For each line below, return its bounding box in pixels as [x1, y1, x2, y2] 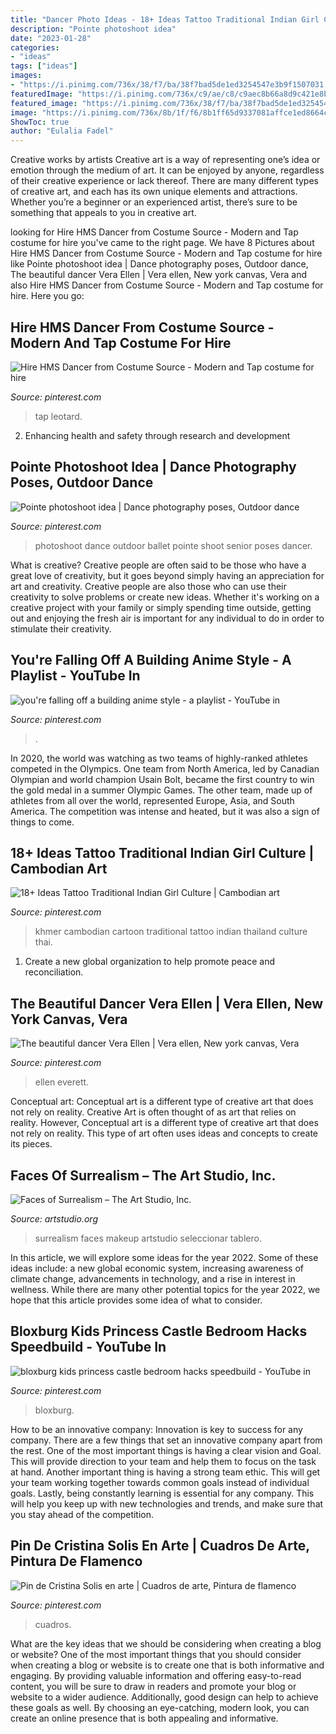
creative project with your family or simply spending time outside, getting [10, 601, 312, 613]
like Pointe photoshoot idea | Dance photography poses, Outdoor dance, [10, 258, 309, 270]
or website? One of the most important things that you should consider [10, 1648, 302, 1660]
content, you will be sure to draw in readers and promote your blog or [10, 1680, 297, 1692]
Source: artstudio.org [10, 1213, 98, 1225]
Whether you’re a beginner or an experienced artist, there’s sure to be [10, 196, 298, 208]
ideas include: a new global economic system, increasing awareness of [10, 1262, 304, 1274]
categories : [10, 42, 60, 53]
